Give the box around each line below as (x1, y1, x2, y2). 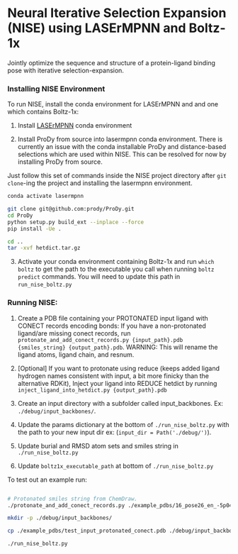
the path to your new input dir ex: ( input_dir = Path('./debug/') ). (17, 428, 212, 436)
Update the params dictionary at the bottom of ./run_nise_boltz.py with (17, 420, 229, 428)
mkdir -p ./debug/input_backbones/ (7, 514, 113, 522)
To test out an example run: (7, 475, 87, 484)
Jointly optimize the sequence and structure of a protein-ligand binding (7, 58, 216, 67)
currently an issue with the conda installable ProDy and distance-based (17, 143, 227, 151)
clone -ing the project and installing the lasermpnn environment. (7, 179, 193, 187)
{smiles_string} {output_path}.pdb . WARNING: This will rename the (17, 343, 218, 351)
